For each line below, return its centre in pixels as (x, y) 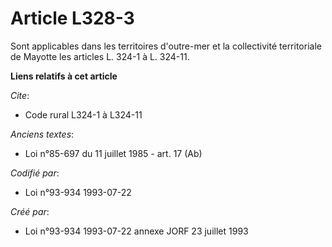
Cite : (20, 95)
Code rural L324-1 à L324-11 (83, 114)
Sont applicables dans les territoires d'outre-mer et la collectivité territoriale (166, 46)
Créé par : (30, 211)
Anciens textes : (42, 134)
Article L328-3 (72, 18)
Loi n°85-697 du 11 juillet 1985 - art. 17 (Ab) (113, 153)
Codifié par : (35, 173)
